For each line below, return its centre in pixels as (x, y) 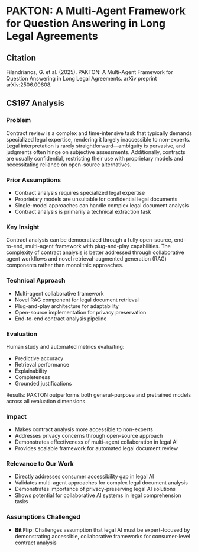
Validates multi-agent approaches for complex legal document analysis (101, 483)
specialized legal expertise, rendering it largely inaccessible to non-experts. (98, 139)
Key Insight (23, 227)
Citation (21, 58)
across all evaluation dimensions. (46, 401)
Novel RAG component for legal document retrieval (77, 300)
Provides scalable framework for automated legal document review (96, 448)
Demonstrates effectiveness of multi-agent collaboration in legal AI (96, 442)
